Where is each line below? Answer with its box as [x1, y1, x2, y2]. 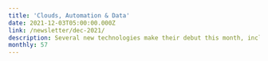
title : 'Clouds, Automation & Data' [8, 11, 130, 20]
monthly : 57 [8, 41, 48, 49]
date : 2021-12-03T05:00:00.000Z [8, 19, 116, 27]
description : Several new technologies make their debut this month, [8, 33, 245, 42]
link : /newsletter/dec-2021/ [8, 26, 105, 34]
